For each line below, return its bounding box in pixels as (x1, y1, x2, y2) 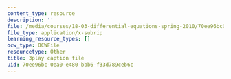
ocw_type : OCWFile (7, 42, 60, 49)
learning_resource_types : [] (7, 36, 91, 43)
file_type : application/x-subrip (7, 29, 103, 36)
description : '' (7, 16, 54, 23)
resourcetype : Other (7, 49, 67, 56)
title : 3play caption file (7, 55, 85, 62)
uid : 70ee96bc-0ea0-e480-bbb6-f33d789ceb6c (7, 61, 134, 68)
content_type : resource (7, 10, 76, 17)
